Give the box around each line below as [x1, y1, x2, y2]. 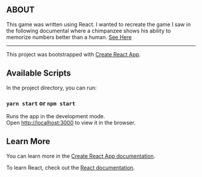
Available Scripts [6, 68, 71, 79]
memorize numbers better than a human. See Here [6, 33, 132, 41]
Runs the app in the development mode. [6, 112, 105, 119]
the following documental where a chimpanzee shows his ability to [6, 27, 171, 34]
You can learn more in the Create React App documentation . [6, 152, 156, 160]
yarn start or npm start [6, 99, 76, 107]
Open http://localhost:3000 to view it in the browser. [6, 119, 136, 126]
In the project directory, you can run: [6, 84, 97, 91]
